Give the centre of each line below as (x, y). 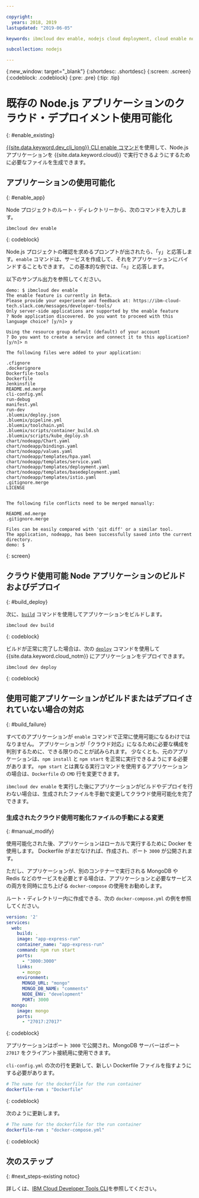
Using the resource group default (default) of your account (83, 332)
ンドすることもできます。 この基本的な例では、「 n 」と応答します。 (87, 266)
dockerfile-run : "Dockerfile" (45, 1090)
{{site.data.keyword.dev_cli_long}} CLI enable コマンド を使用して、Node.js (97, 148)
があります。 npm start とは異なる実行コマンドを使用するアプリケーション (97, 766)
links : (25, 966)
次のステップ (30, 1161)
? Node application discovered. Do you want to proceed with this (90, 316)
